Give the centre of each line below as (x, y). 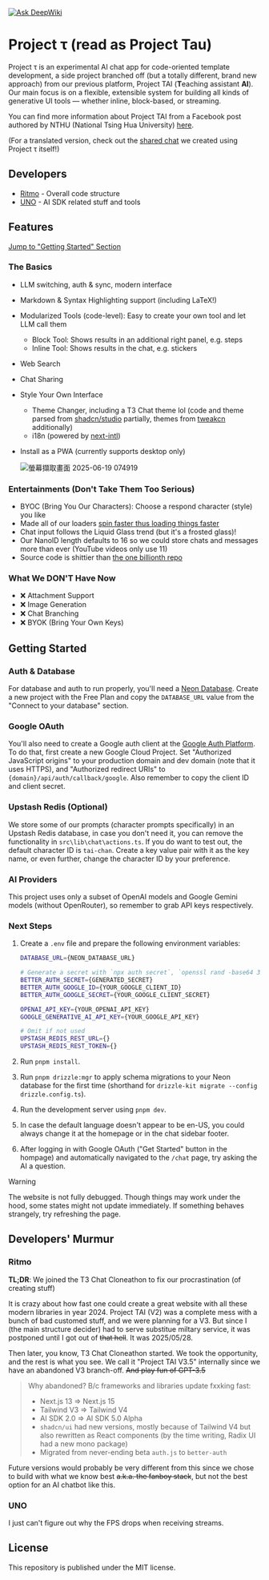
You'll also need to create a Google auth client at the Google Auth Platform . (132, 744)
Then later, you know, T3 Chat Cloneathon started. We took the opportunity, (133, 1353)
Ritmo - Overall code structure (70, 193)
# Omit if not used (52, 1031)
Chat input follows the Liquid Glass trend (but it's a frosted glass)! (128, 532)
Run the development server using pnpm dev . (93, 1110)
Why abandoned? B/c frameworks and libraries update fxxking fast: (139, 1385)
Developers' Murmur (61, 1239)
